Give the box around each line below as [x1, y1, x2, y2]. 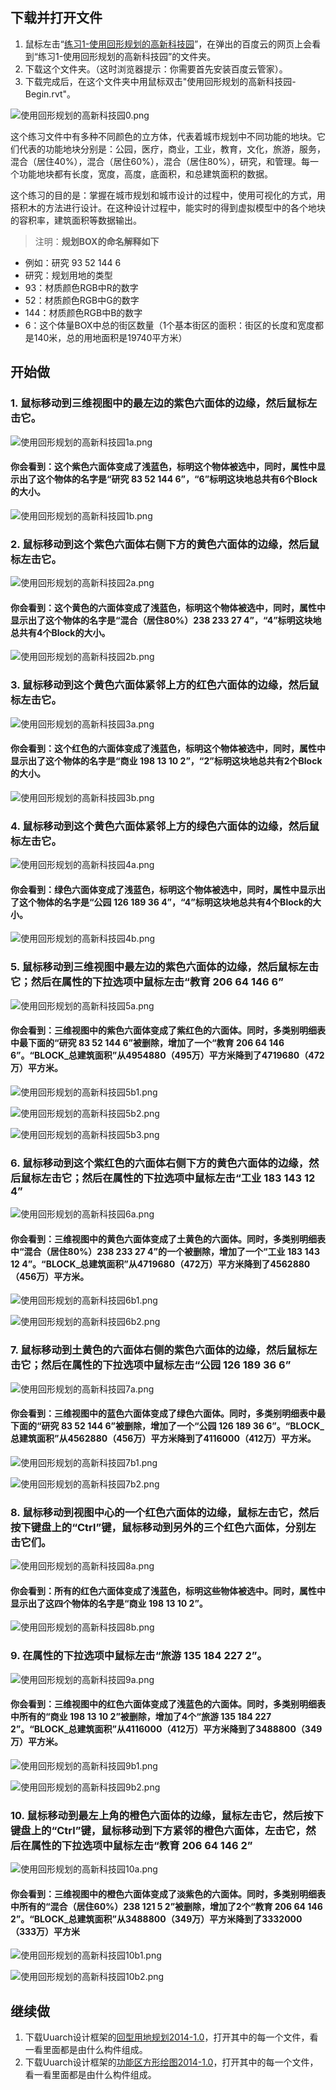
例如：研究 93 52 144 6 [24, 256, 122, 268]
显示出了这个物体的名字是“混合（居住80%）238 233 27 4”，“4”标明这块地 [10, 614, 322, 626]
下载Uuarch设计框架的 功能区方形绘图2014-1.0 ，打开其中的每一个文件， [24, 2056, 319, 2068]
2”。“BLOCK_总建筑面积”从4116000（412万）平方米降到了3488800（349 [10, 1723, 323, 1735]
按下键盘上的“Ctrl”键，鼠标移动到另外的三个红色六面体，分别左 [10, 1520, 317, 1534]
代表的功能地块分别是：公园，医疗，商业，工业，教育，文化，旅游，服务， [18, 143, 326, 155]
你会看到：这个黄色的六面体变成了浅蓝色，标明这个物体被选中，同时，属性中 [10, 601, 326, 613]
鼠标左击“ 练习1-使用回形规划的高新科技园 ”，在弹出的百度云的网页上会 [24, 38, 313, 50]
